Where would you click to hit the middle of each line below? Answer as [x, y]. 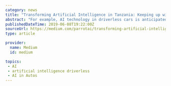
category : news [21, 10]
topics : [13, 62]
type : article [20, 34]
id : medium [21, 52]
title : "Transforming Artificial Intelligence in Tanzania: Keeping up [83, 15]
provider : [16, 43]
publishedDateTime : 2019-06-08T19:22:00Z [50, 24]
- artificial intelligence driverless [49, 71]
